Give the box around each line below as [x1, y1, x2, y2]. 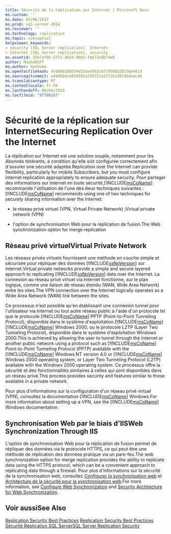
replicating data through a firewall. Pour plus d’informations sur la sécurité [5, 467, 161, 473]
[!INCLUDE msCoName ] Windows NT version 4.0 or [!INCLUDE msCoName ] [5, 351, 162, 358]
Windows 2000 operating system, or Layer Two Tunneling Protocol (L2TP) [5, 357, 161, 363]
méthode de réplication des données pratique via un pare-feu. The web [5, 451, 154, 457]
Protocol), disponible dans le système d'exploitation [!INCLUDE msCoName [5, 319, 162, 325]
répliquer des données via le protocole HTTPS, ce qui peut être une [5, 446, 147, 452]
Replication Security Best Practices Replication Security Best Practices [5, 517, 154, 523]
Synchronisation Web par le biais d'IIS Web [5, 419, 144, 428]
